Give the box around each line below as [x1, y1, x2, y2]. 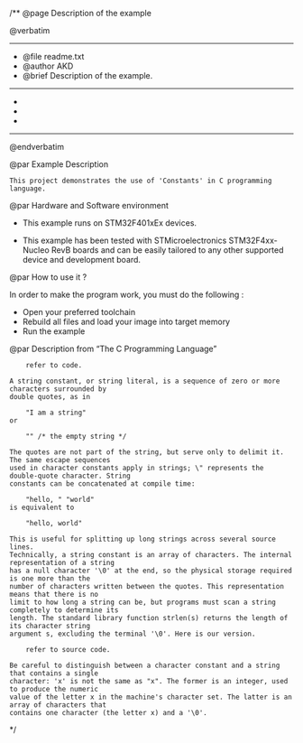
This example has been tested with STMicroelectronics [22, 235, 227, 246]
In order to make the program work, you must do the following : [9, 289, 244, 300]
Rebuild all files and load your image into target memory [22, 316, 231, 327]
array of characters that [9, 701, 106, 710]
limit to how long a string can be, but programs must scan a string [9, 598, 277, 607]
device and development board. [22, 255, 142, 265]
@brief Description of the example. [22, 70, 153, 80]
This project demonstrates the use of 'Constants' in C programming [9, 176, 272, 185]
